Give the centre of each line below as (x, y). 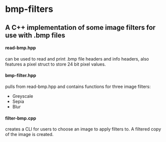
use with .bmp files (35, 35)
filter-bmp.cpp (21, 118)
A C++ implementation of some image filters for (81, 28)
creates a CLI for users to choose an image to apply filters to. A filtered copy (83, 129)
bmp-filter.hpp (21, 75)
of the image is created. (29, 135)
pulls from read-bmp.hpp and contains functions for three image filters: (78, 86)
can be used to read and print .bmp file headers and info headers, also (77, 59)
